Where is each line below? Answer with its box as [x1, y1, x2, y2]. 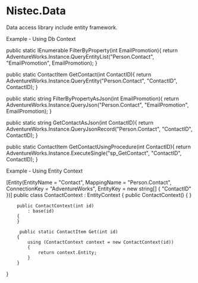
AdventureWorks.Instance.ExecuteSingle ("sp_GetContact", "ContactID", [6, 150, 182, 157]
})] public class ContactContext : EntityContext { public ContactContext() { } [6, 191, 192, 198]
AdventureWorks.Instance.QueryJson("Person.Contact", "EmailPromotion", [6, 101, 189, 108]
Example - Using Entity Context [6, 167, 83, 174]
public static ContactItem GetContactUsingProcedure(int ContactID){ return [6, 143, 191, 150]
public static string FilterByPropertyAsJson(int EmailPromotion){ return [6, 95, 180, 102]
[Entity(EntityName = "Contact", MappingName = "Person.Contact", [6, 179, 172, 186]
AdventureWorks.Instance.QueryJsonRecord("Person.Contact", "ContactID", [6, 125, 193, 132]
